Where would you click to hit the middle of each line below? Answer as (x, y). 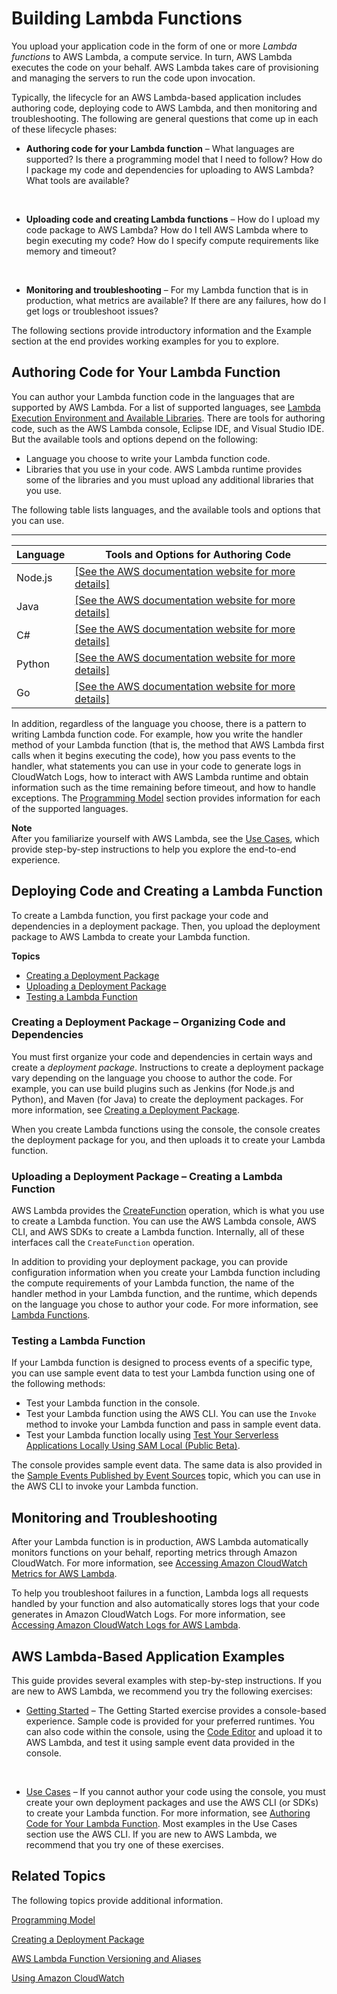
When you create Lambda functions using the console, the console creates (166, 1129)
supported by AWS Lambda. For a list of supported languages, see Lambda (166, 407)
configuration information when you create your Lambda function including (166, 1273)
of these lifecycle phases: (64, 129)
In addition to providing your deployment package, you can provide (149, 1262)
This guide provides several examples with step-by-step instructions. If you (167, 1681)
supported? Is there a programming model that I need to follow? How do (174, 159)
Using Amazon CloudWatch (68, 1978)
